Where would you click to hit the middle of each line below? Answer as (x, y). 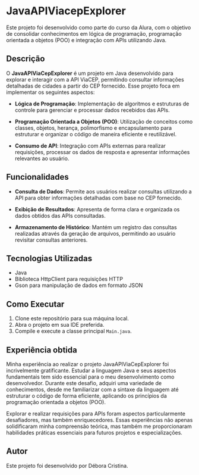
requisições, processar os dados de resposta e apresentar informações (102, 152)
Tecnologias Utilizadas (49, 258)
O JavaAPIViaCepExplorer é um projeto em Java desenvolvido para (90, 73)
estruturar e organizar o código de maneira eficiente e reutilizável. (96, 134)
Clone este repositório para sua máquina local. (72, 318)
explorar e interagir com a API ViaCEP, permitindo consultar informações (95, 79)
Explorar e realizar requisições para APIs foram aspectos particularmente (96, 414)
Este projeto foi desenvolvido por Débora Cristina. (67, 465)
